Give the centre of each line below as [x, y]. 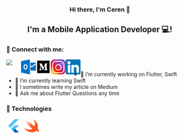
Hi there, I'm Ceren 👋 [100, 10]
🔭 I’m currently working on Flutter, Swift [129, 74]
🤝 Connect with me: [35, 50]
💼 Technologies [29, 109]
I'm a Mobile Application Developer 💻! [100, 30]
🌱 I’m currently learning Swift [50, 81]
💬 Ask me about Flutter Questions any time [67, 93]
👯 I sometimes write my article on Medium [66, 87]
